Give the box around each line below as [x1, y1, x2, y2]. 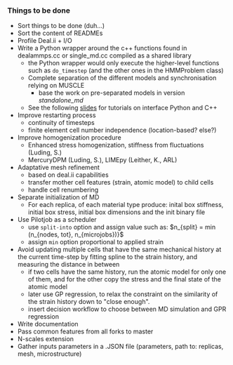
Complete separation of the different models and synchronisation [27, 74, 217, 82]
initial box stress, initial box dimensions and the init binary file [27, 208, 206, 216]
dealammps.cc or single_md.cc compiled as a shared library [17, 51, 192, 60]
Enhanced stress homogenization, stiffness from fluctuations [27, 141, 204, 150]
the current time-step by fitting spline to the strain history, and [17, 253, 198, 261]
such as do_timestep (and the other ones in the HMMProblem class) [27, 66, 224, 75]
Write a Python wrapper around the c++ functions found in [17, 44, 187, 53]
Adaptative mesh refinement [17, 164, 100, 172]
